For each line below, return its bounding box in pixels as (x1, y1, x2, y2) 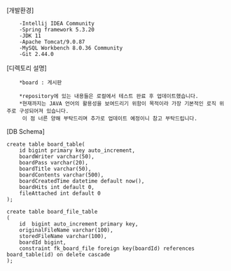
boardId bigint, (19, 239, 67, 246)
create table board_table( (6, 141, 85, 148)
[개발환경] (6, 6, 34, 14)
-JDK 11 (19, 32, 41, 39)
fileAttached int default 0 (19, 190, 101, 197)
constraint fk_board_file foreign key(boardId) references (19, 245, 195, 252)
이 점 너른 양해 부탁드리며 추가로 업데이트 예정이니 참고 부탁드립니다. (22, 115, 197, 122)
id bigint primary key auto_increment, (19, 147, 136, 154)
